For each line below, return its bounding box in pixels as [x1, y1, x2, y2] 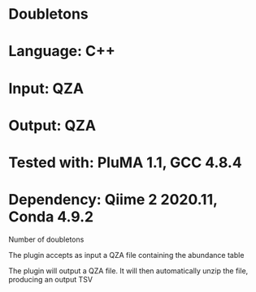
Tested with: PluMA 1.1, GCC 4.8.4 [8, 153, 242, 171]
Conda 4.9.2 [8, 208, 94, 226]
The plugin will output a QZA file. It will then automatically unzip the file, [8, 265, 249, 276]
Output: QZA [8, 116, 96, 135]
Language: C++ [8, 42, 115, 61]
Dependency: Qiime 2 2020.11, [8, 191, 218, 209]
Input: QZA [8, 79, 84, 97]
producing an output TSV [8, 274, 93, 284]
